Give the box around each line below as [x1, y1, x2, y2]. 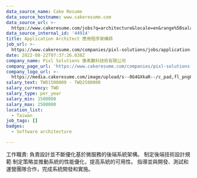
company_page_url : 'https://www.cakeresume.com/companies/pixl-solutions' [6, 63, 193, 69]
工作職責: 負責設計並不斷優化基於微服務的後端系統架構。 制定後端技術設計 [6, 150, 185, 157]
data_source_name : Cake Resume [6, 8, 83, 15]
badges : [6, 123, 25, 129]
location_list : [6, 107, 43, 113]
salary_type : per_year [6, 90, 62, 96]
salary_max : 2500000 [6, 101, 57, 108]
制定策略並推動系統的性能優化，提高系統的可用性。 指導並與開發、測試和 [12, 158, 189, 165]
